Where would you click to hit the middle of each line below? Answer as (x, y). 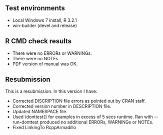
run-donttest (25, 122)
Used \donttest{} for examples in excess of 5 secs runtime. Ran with (83, 117)
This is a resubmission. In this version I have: (51, 91)
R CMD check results (38, 41)
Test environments (35, 8)
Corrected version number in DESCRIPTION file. (62, 106)
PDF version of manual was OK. (45, 64)
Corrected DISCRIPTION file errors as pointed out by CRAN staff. (79, 101)
